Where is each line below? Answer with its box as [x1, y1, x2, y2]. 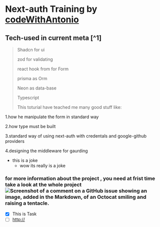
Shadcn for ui [17, 47, 45, 52]
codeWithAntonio [5, 14, 79, 25]
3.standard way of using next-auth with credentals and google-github [5, 133, 147, 139]
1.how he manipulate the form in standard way [5, 114, 99, 120]
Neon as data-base [17, 85, 57, 91]
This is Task [12, 211, 37, 217]
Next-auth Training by [5, 3, 97, 15]
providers [5, 138, 25, 144]
